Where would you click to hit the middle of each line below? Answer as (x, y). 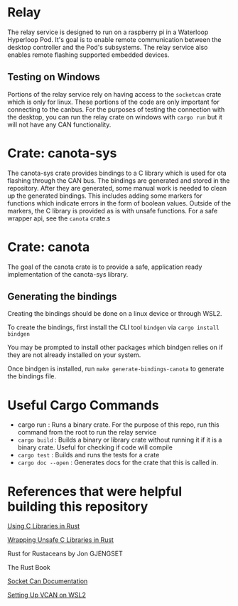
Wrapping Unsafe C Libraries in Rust (60, 540)
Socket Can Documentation (48, 581)
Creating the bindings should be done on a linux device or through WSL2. (115, 314)
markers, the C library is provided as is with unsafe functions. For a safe (113, 211)
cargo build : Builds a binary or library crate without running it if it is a (120, 440)
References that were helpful (95, 491)
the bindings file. (32, 376)
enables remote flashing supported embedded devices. (88, 55)
